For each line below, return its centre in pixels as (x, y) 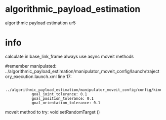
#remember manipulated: (31, 66)
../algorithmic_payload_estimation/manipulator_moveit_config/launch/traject (82, 71)
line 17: (64, 76)
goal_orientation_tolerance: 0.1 (66, 103)
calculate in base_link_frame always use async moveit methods (70, 56)
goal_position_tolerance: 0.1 (62, 98)
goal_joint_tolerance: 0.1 (59, 94)
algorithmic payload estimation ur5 (41, 23)
